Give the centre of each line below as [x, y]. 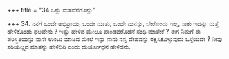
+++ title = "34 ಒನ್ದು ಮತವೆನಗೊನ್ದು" [51, 10]
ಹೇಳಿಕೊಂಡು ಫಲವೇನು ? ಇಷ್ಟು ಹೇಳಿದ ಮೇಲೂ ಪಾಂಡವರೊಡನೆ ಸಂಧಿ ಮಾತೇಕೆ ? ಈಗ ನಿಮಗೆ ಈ [104, 31]
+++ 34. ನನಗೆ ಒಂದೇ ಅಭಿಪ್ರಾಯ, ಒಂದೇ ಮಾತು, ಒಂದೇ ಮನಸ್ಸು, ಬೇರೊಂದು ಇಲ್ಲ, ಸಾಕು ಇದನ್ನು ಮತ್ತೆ [113, 24]
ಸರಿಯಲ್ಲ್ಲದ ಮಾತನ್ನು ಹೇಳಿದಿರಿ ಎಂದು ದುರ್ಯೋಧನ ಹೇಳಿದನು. [69, 47]
